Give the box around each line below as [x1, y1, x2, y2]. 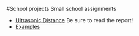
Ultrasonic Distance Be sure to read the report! [15, 17, 133, 23]
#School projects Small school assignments [6, 5, 116, 12]
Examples [15, 23, 40, 30]
